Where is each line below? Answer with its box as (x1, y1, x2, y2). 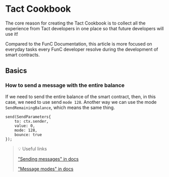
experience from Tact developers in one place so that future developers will (5, 25, 164, 31)
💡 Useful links (17, 145, 47, 151)
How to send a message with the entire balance (5, 82, 125, 89)
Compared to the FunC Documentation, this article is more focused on (5, 40, 153, 47)
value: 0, (14, 123, 36, 128)
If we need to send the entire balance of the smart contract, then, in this (5, 93, 156, 100)
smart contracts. (5, 52, 40, 58)
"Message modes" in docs (17, 166, 74, 172)
